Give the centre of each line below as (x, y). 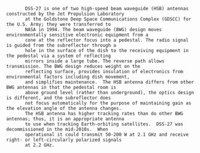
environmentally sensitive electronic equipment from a (77, 35)
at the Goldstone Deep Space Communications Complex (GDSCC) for (108, 19)
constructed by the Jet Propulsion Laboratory (65, 14)
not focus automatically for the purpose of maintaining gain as (108, 103)
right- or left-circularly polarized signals (64, 140)
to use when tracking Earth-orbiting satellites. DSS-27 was (104, 124)
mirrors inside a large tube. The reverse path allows (95, 61)
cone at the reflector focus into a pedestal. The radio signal (107, 40)
